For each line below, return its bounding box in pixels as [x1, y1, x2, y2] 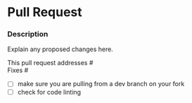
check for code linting [17, 88, 82, 96]
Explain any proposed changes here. [7, 45, 114, 53]
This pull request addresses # [7, 59, 94, 67]
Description [7, 29, 49, 39]
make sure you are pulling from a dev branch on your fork [17, 80, 185, 88]
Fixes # [7, 66, 29, 74]
